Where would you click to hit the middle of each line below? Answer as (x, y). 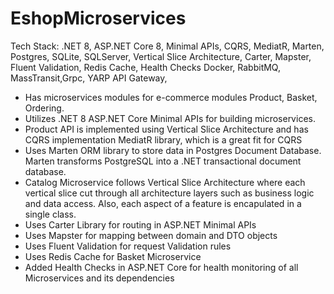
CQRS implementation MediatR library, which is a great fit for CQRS (163, 139)
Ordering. (44, 108)
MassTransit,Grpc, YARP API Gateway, (89, 78)
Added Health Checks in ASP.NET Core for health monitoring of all (161, 267)
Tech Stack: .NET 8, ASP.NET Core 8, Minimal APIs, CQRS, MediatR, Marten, (167, 46)
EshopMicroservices (98, 18)
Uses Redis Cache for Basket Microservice (113, 256)
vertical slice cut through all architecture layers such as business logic (169, 193)
